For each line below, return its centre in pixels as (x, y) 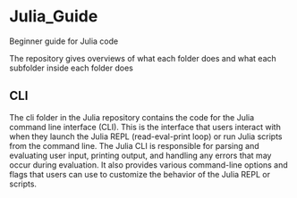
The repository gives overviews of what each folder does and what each (143, 58)
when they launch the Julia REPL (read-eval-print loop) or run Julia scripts (146, 136)
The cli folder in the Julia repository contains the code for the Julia (132, 117)
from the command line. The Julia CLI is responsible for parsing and (134, 145)
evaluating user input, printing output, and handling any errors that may (140, 155)
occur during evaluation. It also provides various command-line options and (148, 165)
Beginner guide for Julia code (64, 41)
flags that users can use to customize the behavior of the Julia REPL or (140, 174)
